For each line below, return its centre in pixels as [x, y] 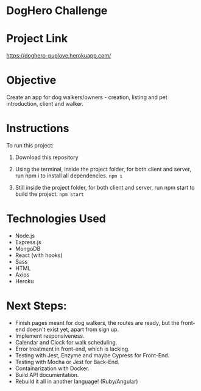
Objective [31, 80]
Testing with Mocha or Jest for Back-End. [67, 362]
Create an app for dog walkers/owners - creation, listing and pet [87, 97]
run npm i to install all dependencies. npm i [69, 176]
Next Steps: [37, 306]
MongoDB [28, 248]
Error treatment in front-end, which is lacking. [72, 349]
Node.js [25, 236]
